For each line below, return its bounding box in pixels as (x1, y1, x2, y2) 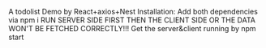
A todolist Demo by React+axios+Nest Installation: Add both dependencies (8, 7, 258, 16)
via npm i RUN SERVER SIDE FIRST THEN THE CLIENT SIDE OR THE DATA (8, 15, 255, 25)
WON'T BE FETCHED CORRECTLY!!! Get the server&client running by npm (8, 24, 257, 33)
